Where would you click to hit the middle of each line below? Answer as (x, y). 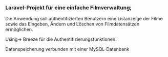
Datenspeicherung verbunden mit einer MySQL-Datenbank (67, 49)
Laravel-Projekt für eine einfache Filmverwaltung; (69, 8)
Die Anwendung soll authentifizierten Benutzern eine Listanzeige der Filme (84, 19)
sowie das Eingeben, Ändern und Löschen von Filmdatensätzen (72, 24)
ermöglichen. (19, 30)
